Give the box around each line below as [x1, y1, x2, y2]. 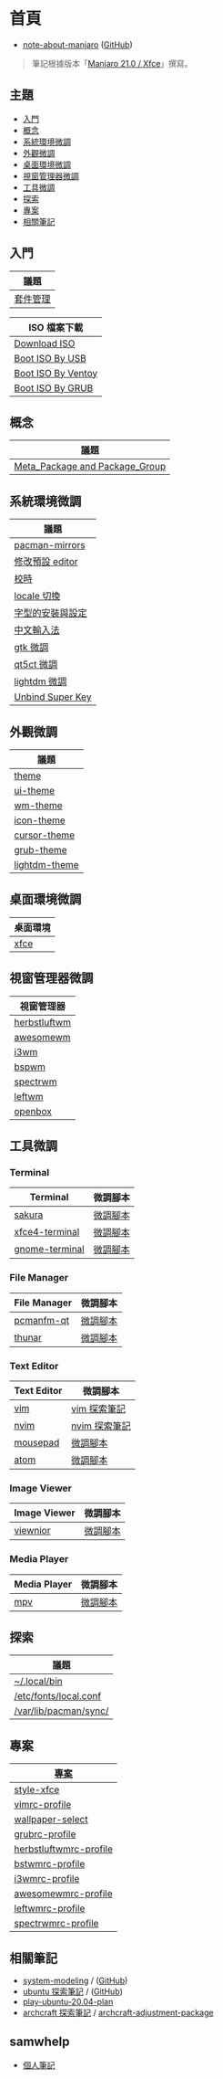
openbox [14, 1104, 52, 1117]
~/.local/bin [14, 1675, 63, 1688]
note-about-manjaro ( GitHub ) [22, 38, 134, 50]
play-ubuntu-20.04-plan [22, 1996, 114, 2007]
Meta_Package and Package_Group [14, 460, 167, 473]
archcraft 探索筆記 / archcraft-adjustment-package [22, 2007, 214, 2018]
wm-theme [14, 799, 63, 811]
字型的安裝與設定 [14, 607, 88, 619]
